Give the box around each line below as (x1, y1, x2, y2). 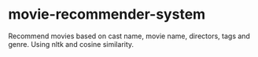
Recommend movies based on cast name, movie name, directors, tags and (8, 31, 250, 41)
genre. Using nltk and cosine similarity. (8, 39, 135, 48)
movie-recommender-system (8, 5, 206, 23)
